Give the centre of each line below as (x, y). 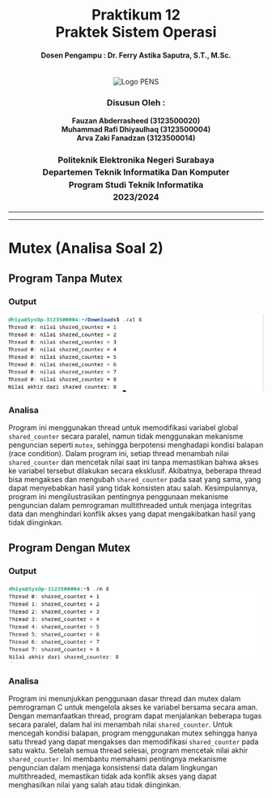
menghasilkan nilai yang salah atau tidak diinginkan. (95, 785)
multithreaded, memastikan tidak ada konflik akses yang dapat (113, 776)
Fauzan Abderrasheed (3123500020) (136, 120)
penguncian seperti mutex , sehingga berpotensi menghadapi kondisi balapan (136, 445)
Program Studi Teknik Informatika (136, 184)
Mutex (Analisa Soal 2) (86, 248)
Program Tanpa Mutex (66, 278)
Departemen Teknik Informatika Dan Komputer (136, 172)
